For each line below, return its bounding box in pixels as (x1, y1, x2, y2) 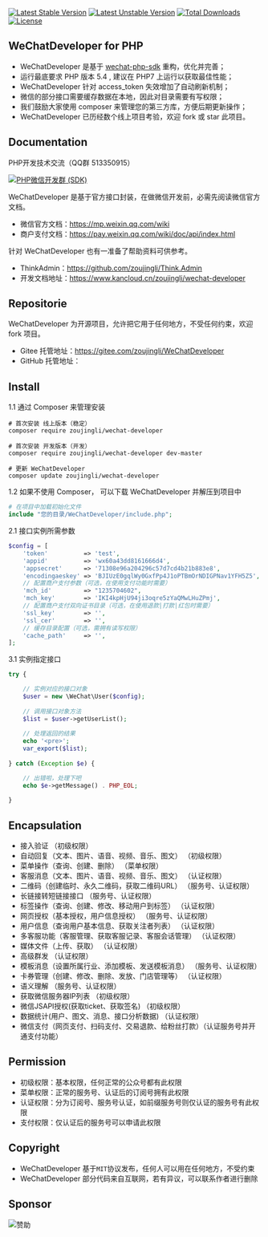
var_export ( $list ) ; (22, 744, 88, 753)
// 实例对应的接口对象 (22, 685, 88, 693)
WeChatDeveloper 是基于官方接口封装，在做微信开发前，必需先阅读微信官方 (8, 192, 261, 201)
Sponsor (8, 1198, 52, 1211)
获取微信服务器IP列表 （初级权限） (19, 992, 135, 1001)
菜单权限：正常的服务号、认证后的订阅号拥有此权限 (19, 1087, 189, 1097)
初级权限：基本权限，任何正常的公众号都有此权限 (19, 1077, 182, 1087)
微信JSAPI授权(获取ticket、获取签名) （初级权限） (19, 1001, 185, 1011)
